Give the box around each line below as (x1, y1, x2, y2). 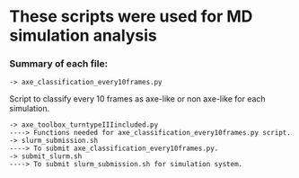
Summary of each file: (9, 58, 109, 70)
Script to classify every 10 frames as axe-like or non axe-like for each (9, 93, 267, 104)
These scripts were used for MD (9, 6, 253, 27)
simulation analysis (9, 25, 157, 46)
